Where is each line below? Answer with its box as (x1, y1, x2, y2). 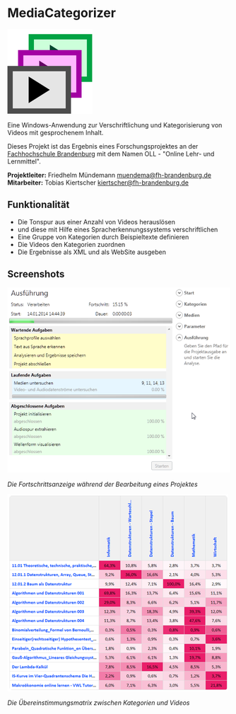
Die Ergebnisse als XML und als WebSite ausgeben (17, 248, 166, 256)
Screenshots (7, 268, 65, 280)
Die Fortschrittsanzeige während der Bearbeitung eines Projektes (7, 480, 198, 489)
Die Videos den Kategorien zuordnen (17, 240, 126, 248)
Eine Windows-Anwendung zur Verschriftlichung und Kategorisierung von (7, 120, 223, 129)
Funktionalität (7, 199, 70, 211)
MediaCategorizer (7, 5, 117, 21)
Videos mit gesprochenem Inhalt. (7, 128, 104, 137)
